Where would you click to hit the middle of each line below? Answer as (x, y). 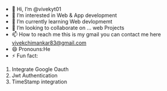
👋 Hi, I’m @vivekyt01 (36, 9)
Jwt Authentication (34, 75)
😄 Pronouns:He (31, 49)
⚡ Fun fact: (25, 55)
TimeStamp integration (39, 82)
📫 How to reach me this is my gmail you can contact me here (86, 34)
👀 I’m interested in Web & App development (64, 15)
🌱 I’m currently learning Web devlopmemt (62, 21)
